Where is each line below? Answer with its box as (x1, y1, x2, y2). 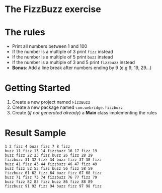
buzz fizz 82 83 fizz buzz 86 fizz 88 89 (5, 179, 93, 184)
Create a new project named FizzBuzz (12, 99, 91, 105)
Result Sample (5, 127, 66, 139)
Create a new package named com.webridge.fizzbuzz (12, 104, 123, 110)
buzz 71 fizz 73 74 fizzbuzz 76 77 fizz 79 (5, 175, 98, 180)
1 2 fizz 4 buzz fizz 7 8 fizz (5, 144, 70, 149)
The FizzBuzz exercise (5, 4, 101, 15)
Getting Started (5, 82, 71, 94)
